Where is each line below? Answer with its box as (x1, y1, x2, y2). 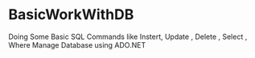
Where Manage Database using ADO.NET (8, 40, 146, 49)
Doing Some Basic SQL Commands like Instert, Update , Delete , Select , (8, 32, 248, 41)
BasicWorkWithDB (8, 6, 134, 24)
